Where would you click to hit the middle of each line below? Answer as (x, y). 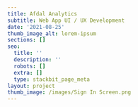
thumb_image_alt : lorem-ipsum (52, 33)
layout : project (31, 86)
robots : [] (30, 66)
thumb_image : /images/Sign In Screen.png (69, 92)
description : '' (38, 60)
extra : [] (28, 73)
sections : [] (27, 40)
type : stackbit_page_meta (52, 79)
